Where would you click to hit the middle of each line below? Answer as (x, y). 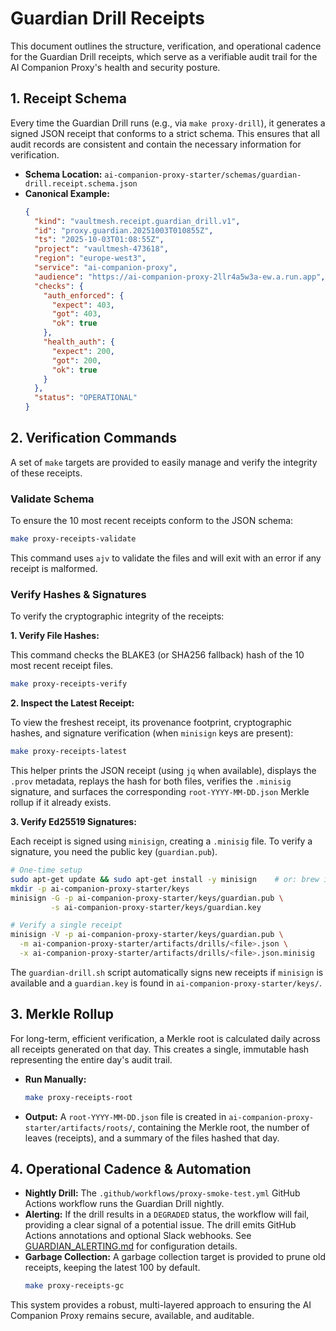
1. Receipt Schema (68, 98)
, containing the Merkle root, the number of (221, 1127)
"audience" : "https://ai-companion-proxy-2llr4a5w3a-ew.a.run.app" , (180, 277)
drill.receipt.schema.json (81, 183)
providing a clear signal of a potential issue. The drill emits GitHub (160, 1225)
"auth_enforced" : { (84, 295)
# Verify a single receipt (66, 925)
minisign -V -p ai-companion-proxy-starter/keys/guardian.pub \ (147, 935)
